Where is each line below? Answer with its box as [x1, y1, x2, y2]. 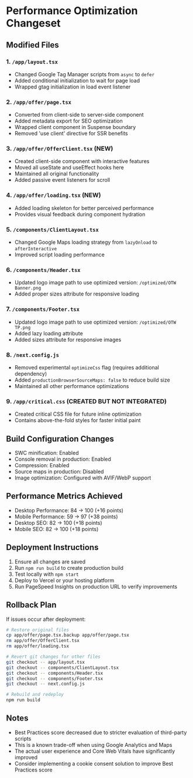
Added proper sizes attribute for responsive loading [14, 290, 139, 297]
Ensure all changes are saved [14, 558, 86, 565]
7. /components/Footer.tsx [6, 305, 80, 313]
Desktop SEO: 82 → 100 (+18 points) [14, 519, 102, 526]
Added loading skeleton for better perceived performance [14, 204, 154, 212]
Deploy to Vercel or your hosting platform [14, 576, 115, 584]
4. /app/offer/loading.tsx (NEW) [6, 191, 101, 199]
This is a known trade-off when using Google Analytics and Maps [14, 741, 173, 748]
